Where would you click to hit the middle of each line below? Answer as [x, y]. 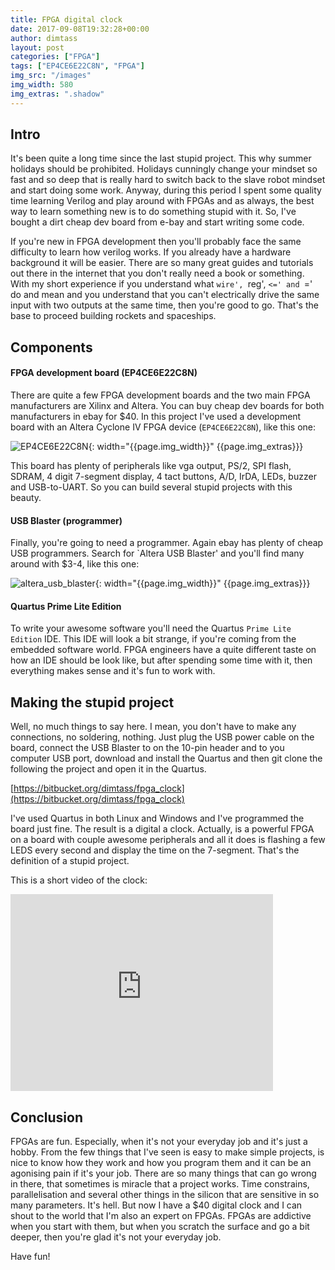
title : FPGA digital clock [66, 19]
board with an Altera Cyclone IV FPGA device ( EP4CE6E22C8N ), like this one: [163, 427]
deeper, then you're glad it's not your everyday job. [116, 1237]
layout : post [37, 47]
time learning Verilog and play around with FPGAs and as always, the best [162, 201]
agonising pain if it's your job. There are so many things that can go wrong [163, 1173]
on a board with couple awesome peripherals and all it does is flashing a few [168, 840]
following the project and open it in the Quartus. [108, 769]
